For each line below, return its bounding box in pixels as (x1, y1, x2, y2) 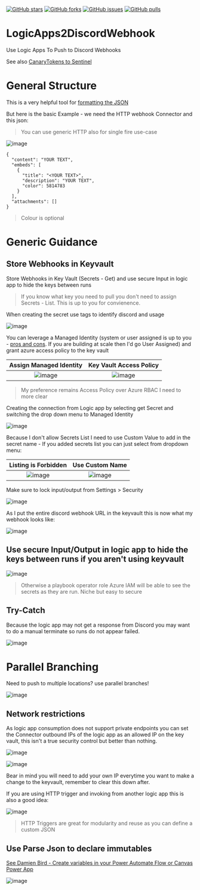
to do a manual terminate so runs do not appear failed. (6, 627, 140, 634)
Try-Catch (6, 605, 45, 616)
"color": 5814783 (21, 183, 66, 189)
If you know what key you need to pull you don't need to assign (20, 293, 177, 300)
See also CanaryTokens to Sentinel (6, 57, 92, 65)
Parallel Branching (6, 660, 99, 673)
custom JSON (20, 826, 56, 833)
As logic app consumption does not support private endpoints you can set (6, 725, 189, 732)
